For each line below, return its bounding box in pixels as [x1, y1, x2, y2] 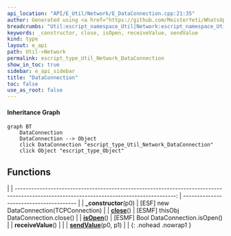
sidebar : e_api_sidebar [7, 67, 76, 74]
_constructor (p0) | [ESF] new [85, 199, 170, 207]
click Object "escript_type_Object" [19, 147, 125, 155]
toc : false [7, 81, 38, 87]
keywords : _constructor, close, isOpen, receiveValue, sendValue [7, 29, 198, 36]
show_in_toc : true [7, 61, 60, 68]
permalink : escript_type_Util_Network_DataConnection [7, 55, 165, 62]
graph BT [7, 123, 32, 131]
